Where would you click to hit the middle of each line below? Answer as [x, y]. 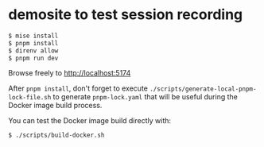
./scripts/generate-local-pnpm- [203, 89]
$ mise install [33, 36]
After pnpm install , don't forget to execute [78, 88]
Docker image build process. [55, 106]
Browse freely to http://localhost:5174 [70, 73]
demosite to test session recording [126, 15]
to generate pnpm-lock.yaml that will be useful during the [146, 97]
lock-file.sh [30, 98]
